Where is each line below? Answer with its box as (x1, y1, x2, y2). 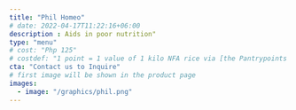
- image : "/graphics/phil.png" (17, 87, 133, 96)
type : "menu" (9, 37, 58, 47)
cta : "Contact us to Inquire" (9, 63, 121, 72)
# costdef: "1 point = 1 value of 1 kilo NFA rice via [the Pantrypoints (9, 54, 288, 63)
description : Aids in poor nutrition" (9, 29, 157, 38)
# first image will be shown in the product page (9, 71, 197, 80)
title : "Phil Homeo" (9, 12, 86, 22)
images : (9, 79, 38, 88)
